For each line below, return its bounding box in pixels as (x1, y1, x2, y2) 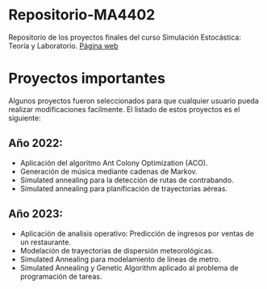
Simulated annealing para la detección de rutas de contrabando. (19, 175, 234, 185)
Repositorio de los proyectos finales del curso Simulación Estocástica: (8, 32, 242, 42)
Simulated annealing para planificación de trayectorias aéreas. (19, 183, 228, 193)
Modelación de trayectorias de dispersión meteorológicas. (19, 245, 215, 255)
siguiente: (8, 113, 42, 123)
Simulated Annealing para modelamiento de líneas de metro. (19, 254, 221, 264)
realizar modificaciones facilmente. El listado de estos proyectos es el (8, 104, 240, 114)
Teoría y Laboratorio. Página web (8, 40, 119, 50)
